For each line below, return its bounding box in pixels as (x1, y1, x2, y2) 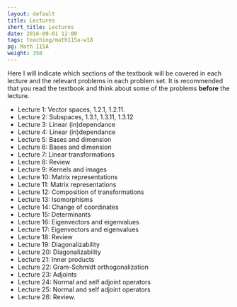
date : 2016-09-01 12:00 (7, 30, 78, 37)
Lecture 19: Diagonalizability (17, 240, 100, 248)
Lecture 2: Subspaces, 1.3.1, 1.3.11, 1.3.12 (17, 112, 134, 121)
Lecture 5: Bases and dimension (17, 135, 112, 143)
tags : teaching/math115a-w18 (7, 37, 93, 44)
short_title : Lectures (7, 23, 74, 30)
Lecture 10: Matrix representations (17, 172, 118, 181)
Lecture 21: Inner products (17, 255, 95, 263)
